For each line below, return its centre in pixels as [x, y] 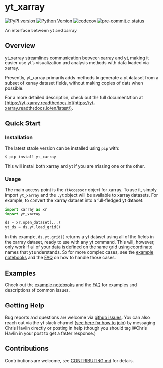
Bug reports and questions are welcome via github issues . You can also [78, 317]
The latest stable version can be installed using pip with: [62, 148]
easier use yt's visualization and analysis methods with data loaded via [77, 62]
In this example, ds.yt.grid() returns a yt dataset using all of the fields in [80, 237]
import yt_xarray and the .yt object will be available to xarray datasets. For [81, 195]
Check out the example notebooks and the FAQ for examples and [71, 285]
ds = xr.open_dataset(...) [33, 223]
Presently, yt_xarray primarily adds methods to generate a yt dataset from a [82, 77]
